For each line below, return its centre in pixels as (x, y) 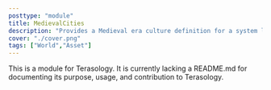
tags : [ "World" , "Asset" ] (50, 46)
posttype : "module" (41, 16)
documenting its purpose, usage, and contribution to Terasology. (116, 77)
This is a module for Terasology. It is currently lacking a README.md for (128, 68)
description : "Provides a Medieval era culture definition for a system (133, 31)
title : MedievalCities (46, 23)
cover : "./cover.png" (45, 38)
